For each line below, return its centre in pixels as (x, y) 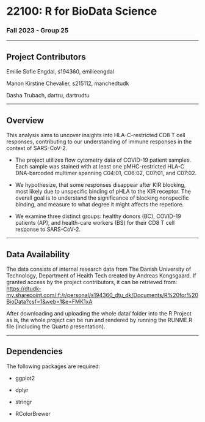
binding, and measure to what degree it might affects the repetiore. (99, 205)
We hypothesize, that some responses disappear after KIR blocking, (100, 185)
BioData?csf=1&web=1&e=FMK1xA (49, 301)
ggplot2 (25, 378)
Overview (25, 120)
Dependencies (34, 351)
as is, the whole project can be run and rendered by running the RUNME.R (99, 320)
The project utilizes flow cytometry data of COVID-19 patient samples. (103, 160)
